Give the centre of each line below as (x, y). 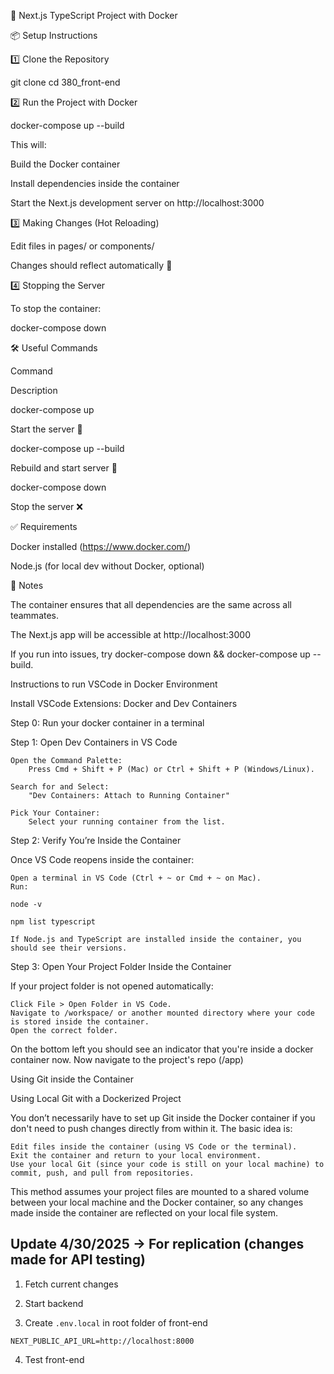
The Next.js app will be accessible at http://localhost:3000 (130, 634)
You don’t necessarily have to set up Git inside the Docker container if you (163, 1118)
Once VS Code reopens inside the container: (102, 859)
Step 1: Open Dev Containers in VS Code (94, 742)
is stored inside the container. (80, 1022)
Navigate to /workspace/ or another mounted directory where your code (162, 1013)
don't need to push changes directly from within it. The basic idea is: (151, 1128)
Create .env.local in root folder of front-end (116, 1322)
